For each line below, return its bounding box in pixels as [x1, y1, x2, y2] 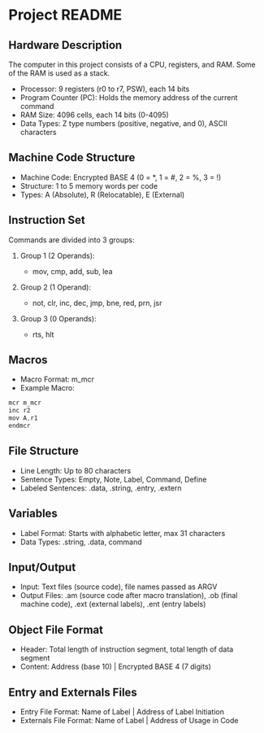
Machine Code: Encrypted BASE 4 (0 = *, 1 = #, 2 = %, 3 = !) [19, 172, 222, 182]
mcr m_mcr [8, 399, 42, 408]
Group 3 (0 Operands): [19, 313, 97, 323]
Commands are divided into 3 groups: [8, 234, 135, 245]
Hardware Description [8, 38, 123, 52]
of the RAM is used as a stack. [8, 68, 110, 78]
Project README [8, 6, 123, 24]
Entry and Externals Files [8, 685, 138, 699]
